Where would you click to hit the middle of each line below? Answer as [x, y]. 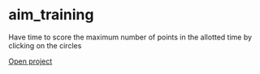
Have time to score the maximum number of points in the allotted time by [130, 37]
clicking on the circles [45, 45]
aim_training [51, 15]
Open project [30, 61]
